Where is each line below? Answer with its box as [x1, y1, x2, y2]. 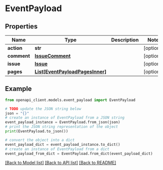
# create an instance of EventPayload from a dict [5, 146, 110, 152]
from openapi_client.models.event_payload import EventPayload [5, 97, 136, 102]
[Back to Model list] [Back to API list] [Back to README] [5, 160, 116, 166]
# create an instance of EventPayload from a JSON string [5, 115, 125, 120]
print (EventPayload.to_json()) [5, 129, 68, 134]
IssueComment [34, 53, 71, 59]
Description [111, 37, 139, 43]
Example [5, 85, 32, 93]
